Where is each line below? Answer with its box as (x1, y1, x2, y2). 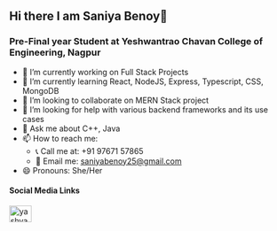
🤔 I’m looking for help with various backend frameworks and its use (21, 104, 269, 115)
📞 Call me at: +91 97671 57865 (35, 145, 144, 156)
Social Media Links (9, 185, 80, 196)
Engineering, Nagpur (9, 46, 101, 58)
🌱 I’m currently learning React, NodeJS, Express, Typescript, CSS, (21, 76, 264, 87)
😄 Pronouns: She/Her (21, 165, 103, 175)
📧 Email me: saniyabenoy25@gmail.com (35, 156, 182, 166)
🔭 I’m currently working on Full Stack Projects (21, 66, 189, 77)
